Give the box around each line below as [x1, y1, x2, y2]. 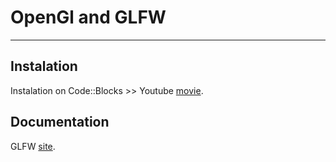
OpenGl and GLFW [10, 6, 167, 29]
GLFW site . [10, 140, 56, 152]
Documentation [10, 114, 110, 131]
